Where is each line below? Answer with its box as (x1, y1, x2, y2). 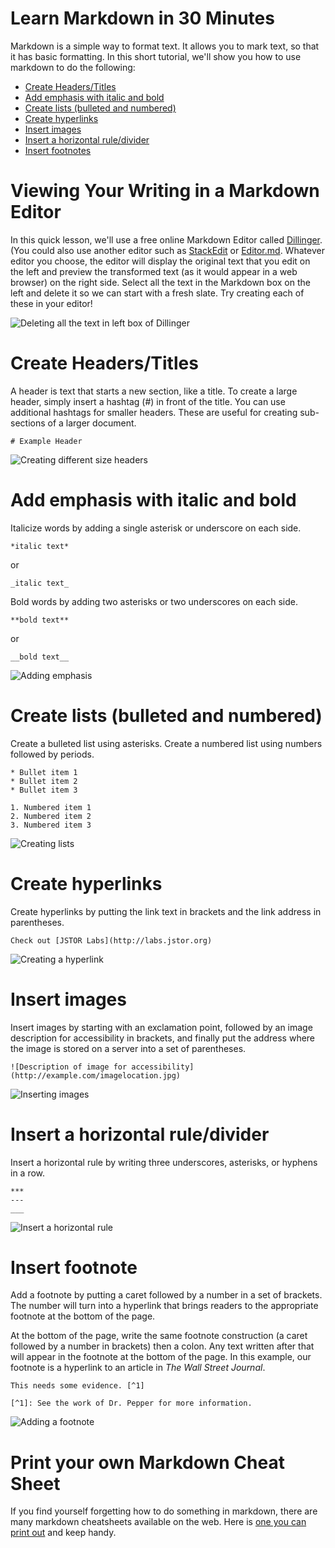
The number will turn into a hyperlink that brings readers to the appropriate (10, 1300, 319, 1312)
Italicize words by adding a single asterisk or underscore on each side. (10, 522, 302, 534)
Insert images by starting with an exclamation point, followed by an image (10, 1021, 313, 1033)
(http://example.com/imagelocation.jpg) (10, 1070, 182, 1081)
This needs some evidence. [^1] (10, 1381, 145, 1391)
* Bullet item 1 (10, 767, 78, 777)
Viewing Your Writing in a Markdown (10, 180, 320, 202)
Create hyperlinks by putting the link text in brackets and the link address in (10, 905, 322, 917)
